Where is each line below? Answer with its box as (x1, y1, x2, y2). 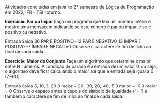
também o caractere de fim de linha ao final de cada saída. (5, 93, 124, 99)
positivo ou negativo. (5, 29, 47, 34)
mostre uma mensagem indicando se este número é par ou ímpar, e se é (5, 24, 151, 30)
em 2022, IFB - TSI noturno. (5, 9, 62, 15)
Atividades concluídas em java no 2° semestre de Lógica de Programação (5, 4, 154, 10)
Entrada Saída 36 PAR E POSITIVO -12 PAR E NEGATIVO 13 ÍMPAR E (5, 38, 141, 44)
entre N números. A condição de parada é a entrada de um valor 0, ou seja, (5, 63, 157, 69)
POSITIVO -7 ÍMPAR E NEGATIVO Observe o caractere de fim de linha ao (5, 44, 152, 49)
